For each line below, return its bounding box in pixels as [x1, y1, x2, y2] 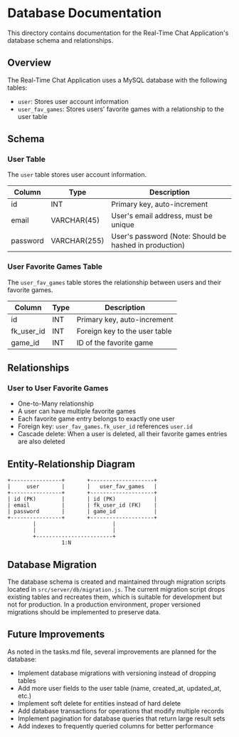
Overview [7, 57, 52, 69]
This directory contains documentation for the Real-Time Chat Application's [7, 29, 229, 37]
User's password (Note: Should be [111, 232, 226, 242]
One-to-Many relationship [17, 399, 94, 408]
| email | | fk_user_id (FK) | [7, 502, 158, 509]
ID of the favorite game [76, 337, 154, 347]
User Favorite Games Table [7, 262, 103, 272]
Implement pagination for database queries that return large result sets [17, 714, 225, 723]
